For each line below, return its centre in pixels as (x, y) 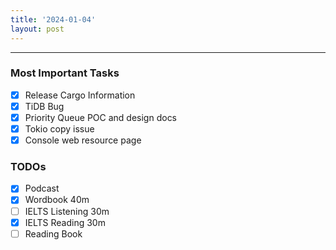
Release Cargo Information (80, 95)
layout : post (37, 29)
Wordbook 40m (57, 200)
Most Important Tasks (65, 73)
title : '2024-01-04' (53, 19)
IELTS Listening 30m (67, 211)
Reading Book (53, 233)
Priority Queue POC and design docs (101, 117)
